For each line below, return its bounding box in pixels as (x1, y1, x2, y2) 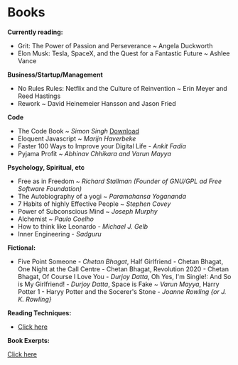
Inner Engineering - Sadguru (17, 229, 102, 238)
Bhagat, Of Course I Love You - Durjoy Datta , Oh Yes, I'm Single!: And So (17, 272, 232, 280)
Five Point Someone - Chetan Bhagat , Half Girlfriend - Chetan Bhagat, (17, 257, 224, 266)
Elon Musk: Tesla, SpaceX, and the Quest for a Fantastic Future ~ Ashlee (17, 49, 230, 58)
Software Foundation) (17, 184, 82, 192)
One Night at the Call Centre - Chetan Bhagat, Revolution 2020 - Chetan (17, 264, 229, 273)
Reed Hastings (17, 92, 61, 100)
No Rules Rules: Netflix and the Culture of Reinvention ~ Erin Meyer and (17, 84, 227, 92)
